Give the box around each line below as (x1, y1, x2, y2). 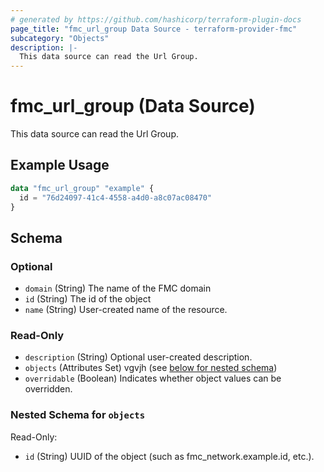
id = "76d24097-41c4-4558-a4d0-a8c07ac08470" (19, 192, 213, 203)
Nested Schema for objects (10, 408, 146, 422)
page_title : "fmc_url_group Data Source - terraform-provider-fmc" (10, 24, 298, 34)
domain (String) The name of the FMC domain (24, 282, 212, 295)
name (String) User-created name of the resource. (24, 304, 228, 316)
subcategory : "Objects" (10, 33, 110, 43)
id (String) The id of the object (24, 293, 152, 305)
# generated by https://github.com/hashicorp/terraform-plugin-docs (10, 14, 302, 25)
